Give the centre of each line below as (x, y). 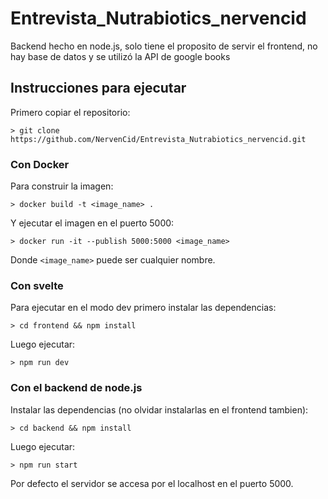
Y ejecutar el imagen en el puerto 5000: (92, 223)
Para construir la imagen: (62, 186)
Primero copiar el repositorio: (70, 112)
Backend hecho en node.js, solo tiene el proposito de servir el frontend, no (164, 46)
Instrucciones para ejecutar (98, 88)
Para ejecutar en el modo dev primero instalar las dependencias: (143, 308)
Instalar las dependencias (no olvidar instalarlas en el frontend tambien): (159, 409)
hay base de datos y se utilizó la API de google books (120, 56)
